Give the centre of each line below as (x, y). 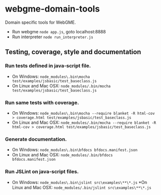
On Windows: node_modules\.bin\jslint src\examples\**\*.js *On (80, 182)
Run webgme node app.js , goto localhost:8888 (59, 31)
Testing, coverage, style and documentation (73, 52)
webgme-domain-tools (52, 9)
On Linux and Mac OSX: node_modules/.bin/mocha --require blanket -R (84, 122)
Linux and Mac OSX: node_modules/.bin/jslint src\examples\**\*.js (81, 187)
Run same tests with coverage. (42, 103)
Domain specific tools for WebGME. (40, 22)
